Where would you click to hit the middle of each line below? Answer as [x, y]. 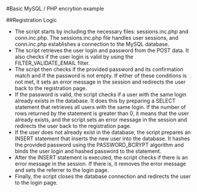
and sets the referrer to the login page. [62, 170]
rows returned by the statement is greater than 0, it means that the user [102, 113]
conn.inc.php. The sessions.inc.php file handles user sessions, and [96, 38]
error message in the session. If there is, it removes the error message [100, 164]
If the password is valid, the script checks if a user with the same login [101, 95]
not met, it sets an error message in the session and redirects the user [100, 82]
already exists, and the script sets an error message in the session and [101, 120]
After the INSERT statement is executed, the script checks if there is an [101, 157]
